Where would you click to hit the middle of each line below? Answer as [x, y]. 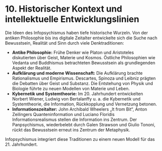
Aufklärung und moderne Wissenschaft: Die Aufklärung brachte [77, 73]
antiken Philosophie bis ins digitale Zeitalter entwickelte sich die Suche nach [81, 38]
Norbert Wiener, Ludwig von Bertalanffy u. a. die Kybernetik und [76, 99]
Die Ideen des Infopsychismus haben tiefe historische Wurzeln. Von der [76, 33]
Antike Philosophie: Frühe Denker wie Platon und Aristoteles [73, 52]
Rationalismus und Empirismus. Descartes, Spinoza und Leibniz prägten [84, 78]
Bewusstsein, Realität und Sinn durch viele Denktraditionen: [65, 43]
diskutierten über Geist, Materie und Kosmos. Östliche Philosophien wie [84, 57]
